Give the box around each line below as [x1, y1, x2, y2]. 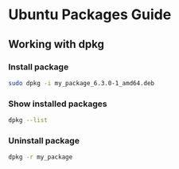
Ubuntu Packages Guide [8, 6, 172, 24]
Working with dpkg [8, 37, 105, 51]
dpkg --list [8, 116, 48, 124]
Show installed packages [8, 98, 107, 109]
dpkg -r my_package [8, 153, 73, 161]
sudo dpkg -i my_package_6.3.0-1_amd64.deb [8, 79, 155, 87]
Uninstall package [8, 135, 80, 146]
